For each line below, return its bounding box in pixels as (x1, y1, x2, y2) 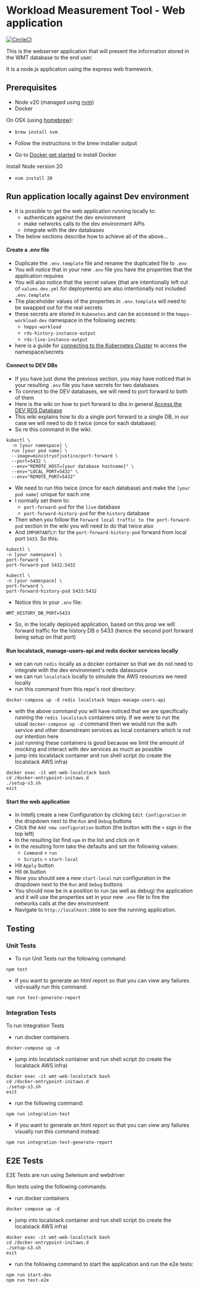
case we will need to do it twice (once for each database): (14, 419, 157, 426)
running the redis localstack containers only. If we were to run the (14, 714, 180, 721)
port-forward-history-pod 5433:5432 (6, 588, 97, 594)
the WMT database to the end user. (6, 54, 93, 61)
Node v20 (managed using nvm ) (14, 98, 94, 106)
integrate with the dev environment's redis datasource (14, 667, 147, 674)
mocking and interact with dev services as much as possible (14, 746, 163, 753)
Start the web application (6, 798, 70, 805)
